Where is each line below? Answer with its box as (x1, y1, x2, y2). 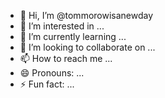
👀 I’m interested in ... (19, 20, 105, 32)
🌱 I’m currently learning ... (19, 31, 127, 42)
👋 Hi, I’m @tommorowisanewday (19, 10, 154, 21)
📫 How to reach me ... (19, 53, 113, 64)
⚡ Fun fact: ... (19, 78, 75, 90)
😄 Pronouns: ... (19, 67, 85, 79)
